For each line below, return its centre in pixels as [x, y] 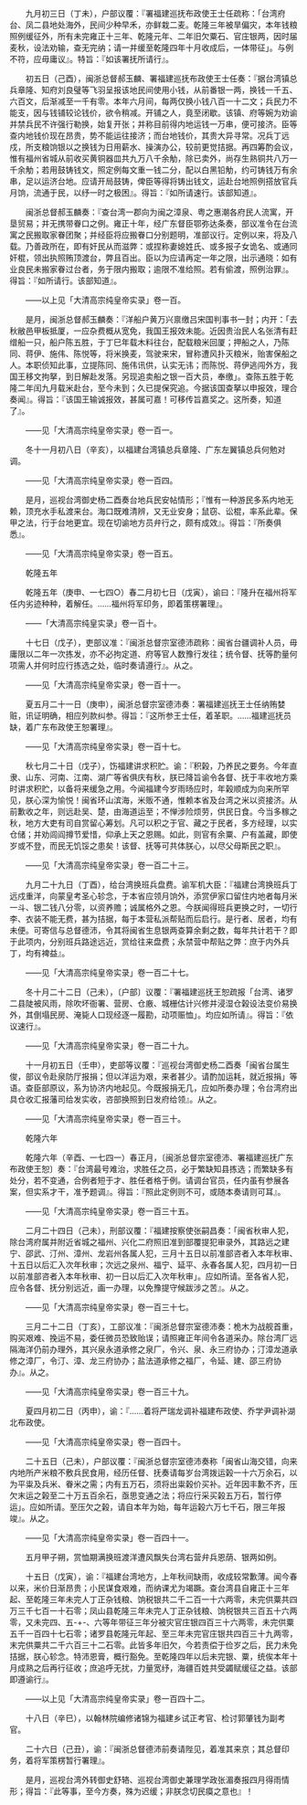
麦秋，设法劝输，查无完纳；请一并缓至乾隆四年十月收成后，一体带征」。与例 [152, 47]
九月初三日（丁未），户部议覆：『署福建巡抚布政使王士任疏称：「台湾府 [155, 13]
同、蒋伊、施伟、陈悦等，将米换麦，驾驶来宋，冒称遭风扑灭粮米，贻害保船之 [153, 354]
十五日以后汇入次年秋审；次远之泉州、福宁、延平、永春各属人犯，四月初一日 [153, 1265]
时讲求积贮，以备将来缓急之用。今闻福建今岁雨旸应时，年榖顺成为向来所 [145, 789]
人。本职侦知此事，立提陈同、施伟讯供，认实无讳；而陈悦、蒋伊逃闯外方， [149, 365]
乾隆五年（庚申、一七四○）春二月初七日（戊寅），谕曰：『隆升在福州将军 [161, 592]
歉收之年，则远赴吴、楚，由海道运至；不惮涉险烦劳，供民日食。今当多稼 [153, 812]
